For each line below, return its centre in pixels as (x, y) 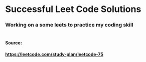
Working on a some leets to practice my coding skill (69, 25)
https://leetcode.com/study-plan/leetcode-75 (54, 54)
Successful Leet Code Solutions (73, 9)
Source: (14, 43)
